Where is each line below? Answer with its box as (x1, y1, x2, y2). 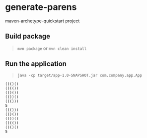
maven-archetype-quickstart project (5, 18, 80, 24)
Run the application (5, 60, 67, 68)
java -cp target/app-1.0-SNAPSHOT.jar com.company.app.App (17, 73, 143, 78)
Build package (5, 32, 51, 41)
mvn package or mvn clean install (17, 45, 87, 51)
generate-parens (5, 1, 77, 13)
